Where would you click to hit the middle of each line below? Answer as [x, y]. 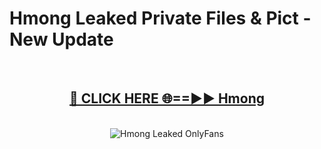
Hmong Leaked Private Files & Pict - [160, 18]
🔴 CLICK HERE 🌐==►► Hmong [167, 98]
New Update [61, 39]
